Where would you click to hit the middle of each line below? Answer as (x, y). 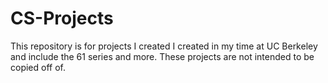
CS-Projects (62, 18)
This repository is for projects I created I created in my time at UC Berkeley (164, 46)
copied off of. (38, 67)
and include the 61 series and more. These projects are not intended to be (162, 56)
